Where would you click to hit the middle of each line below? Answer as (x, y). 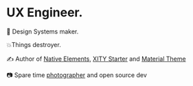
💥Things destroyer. (34, 44)
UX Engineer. (45, 13)
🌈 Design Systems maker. (43, 31)
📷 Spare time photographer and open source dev (77, 75)
